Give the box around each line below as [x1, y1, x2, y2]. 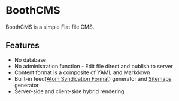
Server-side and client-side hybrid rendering [14, 87, 125, 95]
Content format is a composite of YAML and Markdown [14, 69, 150, 76]
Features [5, 40, 40, 50]
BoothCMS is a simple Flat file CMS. [5, 23, 95, 30]
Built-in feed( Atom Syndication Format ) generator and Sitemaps [14, 75, 172, 82]
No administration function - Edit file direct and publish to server [14, 62, 173, 70]
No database [14, 56, 46, 63]
